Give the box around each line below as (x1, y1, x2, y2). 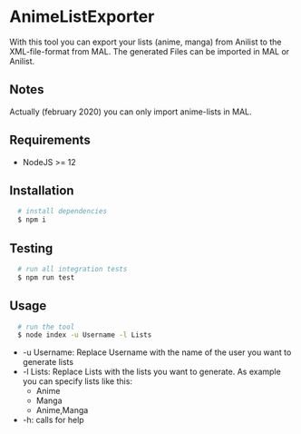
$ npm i (17, 215, 47, 224)
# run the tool (17, 322, 75, 331)
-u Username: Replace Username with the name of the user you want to (22, 347, 292, 358)
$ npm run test (17, 272, 75, 282)
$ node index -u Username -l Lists (17, 330, 152, 340)
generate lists (22, 357, 74, 368)
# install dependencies (17, 207, 107, 216)
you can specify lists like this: (22, 376, 133, 387)
